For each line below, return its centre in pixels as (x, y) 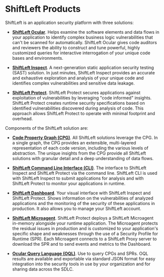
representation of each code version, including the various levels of (80, 148)
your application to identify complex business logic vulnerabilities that (82, 37)
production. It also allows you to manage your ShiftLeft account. (77, 208)
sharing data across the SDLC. (43, 269)
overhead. (23, 118)
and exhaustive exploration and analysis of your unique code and (78, 78)
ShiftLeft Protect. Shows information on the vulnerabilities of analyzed (82, 198)
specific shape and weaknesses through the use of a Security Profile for (85, 233)
